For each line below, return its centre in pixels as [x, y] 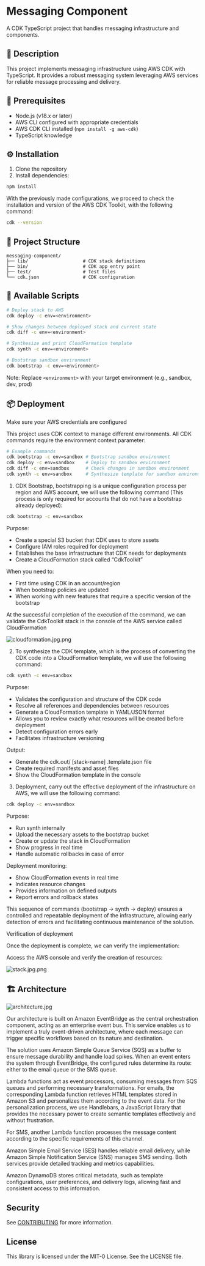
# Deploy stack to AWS [35, 310]
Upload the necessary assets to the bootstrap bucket [82, 834]
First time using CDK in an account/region [68, 583]
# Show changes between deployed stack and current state [81, 327]
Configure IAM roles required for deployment [72, 546]
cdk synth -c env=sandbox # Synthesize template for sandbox [91, 474]
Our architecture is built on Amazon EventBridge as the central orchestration [102, 1019]
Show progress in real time [49, 847]
